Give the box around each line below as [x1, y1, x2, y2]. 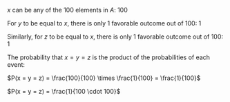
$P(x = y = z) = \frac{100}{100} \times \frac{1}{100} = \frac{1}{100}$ [7, 74, 201, 82]
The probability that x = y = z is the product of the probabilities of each [7, 53, 211, 61]
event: [7, 61, 26, 68]
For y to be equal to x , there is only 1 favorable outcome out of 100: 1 [7, 19, 202, 27]
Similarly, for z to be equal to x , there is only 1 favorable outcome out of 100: [7, 32, 223, 41]
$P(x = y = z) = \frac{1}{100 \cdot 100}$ [7, 88, 121, 95]
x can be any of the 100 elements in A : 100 [7, 6, 128, 14]
